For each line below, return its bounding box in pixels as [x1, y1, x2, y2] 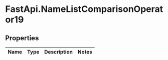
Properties [5, 34, 39, 42]
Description [44, 49, 73, 55]
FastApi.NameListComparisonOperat [5, 3, 163, 15]
